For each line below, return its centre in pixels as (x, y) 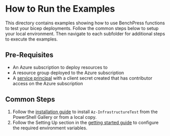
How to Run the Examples (60, 9)
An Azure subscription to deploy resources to (60, 67)
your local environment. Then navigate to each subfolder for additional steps (85, 33)
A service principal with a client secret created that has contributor (82, 78)
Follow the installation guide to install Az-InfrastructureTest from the (85, 112)
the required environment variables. (50, 128)
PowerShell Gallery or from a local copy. (55, 117)
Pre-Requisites (29, 55)
